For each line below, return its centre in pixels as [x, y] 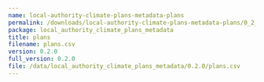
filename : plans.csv [42, 45]
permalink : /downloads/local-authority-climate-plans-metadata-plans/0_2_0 [135, 23]
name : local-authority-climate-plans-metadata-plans [96, 15]
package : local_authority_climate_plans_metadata [91, 30]
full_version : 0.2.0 [42, 59]
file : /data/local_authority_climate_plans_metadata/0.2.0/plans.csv [125, 66]
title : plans [29, 37]
